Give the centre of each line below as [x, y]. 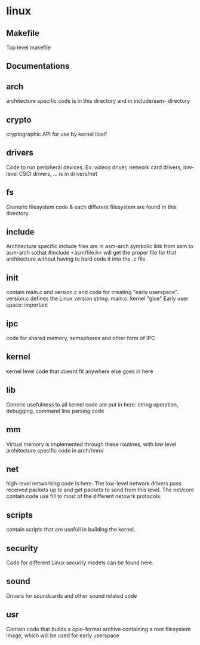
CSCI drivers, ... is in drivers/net [58, 173]
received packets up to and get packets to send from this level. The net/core [100, 490]
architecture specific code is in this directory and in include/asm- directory [98, 101]
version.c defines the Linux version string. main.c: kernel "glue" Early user [97, 299]
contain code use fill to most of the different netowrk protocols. [84, 496]
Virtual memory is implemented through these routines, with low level [91, 444]
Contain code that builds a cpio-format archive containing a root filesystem [99, 629]
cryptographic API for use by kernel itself [57, 134]
